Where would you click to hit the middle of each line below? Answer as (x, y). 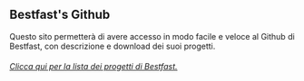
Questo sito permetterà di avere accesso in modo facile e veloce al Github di (152, 36)
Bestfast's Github (60, 15)
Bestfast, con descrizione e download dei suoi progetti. (113, 46)
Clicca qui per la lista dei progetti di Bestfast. (94, 67)
